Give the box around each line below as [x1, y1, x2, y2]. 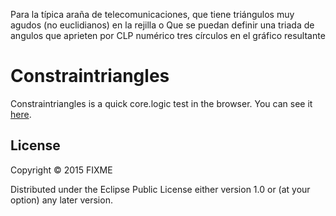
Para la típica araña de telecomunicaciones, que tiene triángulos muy [10, 9, 295, 20]
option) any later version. [10, 194, 113, 206]
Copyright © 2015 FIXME [10, 164, 113, 176]
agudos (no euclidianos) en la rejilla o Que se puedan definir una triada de [10, 19, 315, 31]
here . [10, 108, 32, 120]
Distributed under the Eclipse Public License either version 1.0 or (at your [10, 183, 311, 195]
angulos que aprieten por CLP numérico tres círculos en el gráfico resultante [10, 30, 326, 41]
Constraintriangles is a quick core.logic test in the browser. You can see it [10, 97, 313, 109]
